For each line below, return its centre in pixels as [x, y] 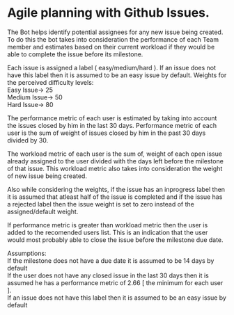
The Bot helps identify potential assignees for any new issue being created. [115, 32]
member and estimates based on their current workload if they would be [111, 47]
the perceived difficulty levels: [50, 82]
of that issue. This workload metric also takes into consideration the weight [115, 168]
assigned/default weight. [43, 211]
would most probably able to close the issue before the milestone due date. [116, 240]
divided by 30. [28, 140]
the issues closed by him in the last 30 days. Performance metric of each [112, 125]
